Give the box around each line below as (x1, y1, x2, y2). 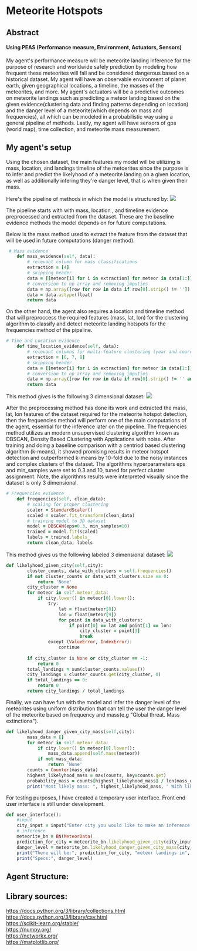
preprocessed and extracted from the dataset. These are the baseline (6, 213, 174, 220)
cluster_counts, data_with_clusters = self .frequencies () (27, 568, 172, 574)
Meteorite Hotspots (6, 4, 103, 18)
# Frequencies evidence (6, 490, 64, 497)
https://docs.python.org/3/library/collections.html (6, 907, 125, 914)
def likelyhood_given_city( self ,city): (6, 562, 104, 568)
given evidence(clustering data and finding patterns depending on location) (6, 100, 189, 107)
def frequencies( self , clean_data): (16, 496, 107, 502)
